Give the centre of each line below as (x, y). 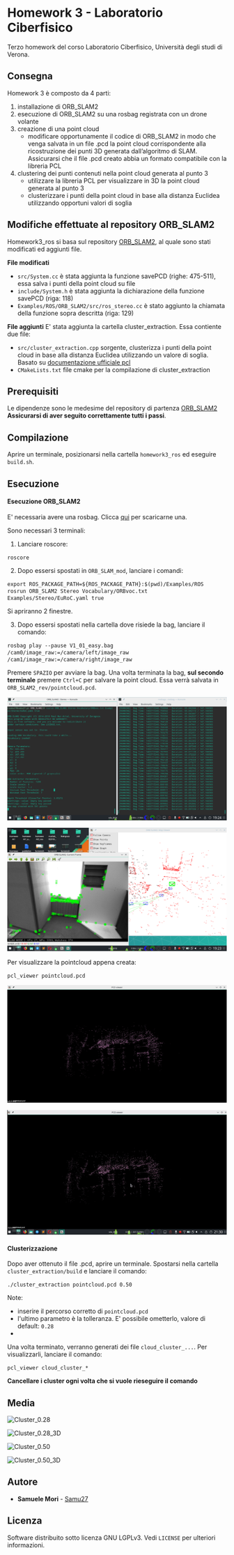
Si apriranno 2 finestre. (40, 611)
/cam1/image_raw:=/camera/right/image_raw (70, 659)
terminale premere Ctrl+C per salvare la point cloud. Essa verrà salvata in (113, 680)
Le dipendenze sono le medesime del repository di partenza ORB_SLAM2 (112, 408)
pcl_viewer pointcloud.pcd (46, 976)
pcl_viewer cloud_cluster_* (48, 1368)
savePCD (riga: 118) (45, 298)
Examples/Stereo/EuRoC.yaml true (56, 598)
